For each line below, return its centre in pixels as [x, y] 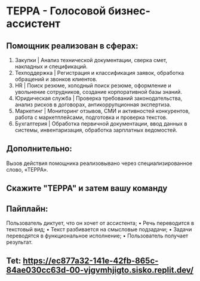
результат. [19, 242]
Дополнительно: [39, 149]
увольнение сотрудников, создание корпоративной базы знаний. [98, 92]
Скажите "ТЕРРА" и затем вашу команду [87, 189]
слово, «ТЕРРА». [27, 169]
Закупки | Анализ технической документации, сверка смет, [91, 60]
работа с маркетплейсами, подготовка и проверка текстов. [91, 117]
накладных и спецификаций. [51, 66]
